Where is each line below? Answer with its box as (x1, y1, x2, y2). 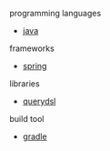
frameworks (9, 43, 55, 54)
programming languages (9, 8, 102, 18)
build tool (9, 114, 45, 124)
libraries (9, 78, 40, 89)
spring (22, 61, 47, 71)
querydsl (22, 96, 56, 106)
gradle (22, 131, 47, 142)
